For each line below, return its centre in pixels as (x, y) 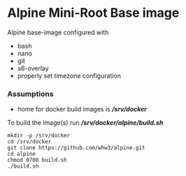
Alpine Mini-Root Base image (93, 13)
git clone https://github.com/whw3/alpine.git (76, 148)
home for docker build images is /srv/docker (82, 109)
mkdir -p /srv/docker (39, 136)
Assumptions (30, 94)
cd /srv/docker (29, 142)
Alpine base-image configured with (58, 32)
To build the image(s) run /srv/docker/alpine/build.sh (85, 123)
